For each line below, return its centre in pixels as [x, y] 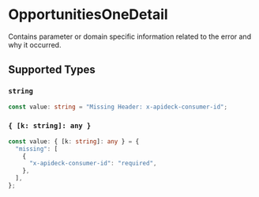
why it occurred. [35, 44]
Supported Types [52, 70]
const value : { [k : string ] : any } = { [74, 141]
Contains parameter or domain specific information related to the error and [129, 36]
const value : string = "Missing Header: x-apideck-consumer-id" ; [118, 107]
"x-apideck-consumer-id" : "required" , [93, 164]
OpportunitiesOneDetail [88, 15]
